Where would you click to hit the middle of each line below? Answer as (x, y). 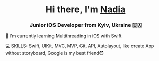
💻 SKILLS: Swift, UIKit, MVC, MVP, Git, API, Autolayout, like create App (80, 46)
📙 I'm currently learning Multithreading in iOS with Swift (63, 36)
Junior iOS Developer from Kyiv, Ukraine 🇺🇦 (86, 25)
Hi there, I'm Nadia (86, 9)
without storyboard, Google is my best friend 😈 (55, 53)
